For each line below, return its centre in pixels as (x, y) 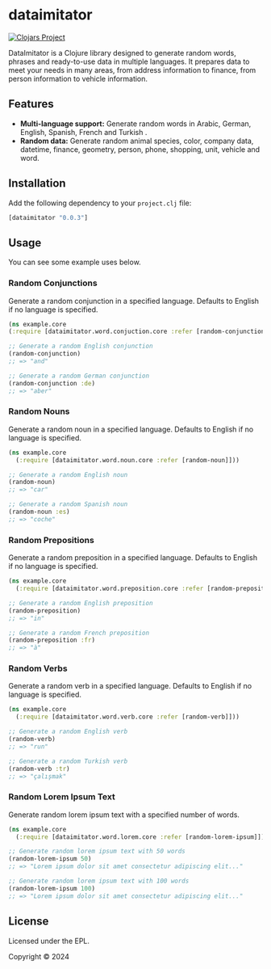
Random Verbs (38, 668)
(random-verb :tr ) (39, 769)
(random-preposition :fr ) (52, 640)
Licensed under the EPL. (49, 941)
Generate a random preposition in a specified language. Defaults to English (133, 558)
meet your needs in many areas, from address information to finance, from (132, 70)
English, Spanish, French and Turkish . (83, 132)
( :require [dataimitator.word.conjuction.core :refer (101, 332)
